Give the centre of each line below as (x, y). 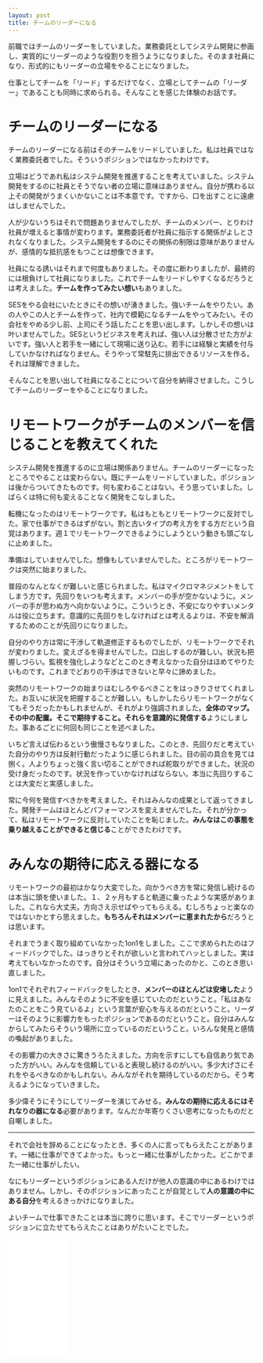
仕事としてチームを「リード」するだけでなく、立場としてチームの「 (117, 82)
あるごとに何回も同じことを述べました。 (94, 727)
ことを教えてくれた (97, 445)
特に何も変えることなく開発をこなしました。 (107, 497)
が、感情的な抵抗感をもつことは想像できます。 (83, 252)
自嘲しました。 (32, 1121)
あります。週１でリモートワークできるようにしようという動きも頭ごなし (138, 534)
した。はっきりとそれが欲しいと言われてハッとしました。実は (155, 953)
